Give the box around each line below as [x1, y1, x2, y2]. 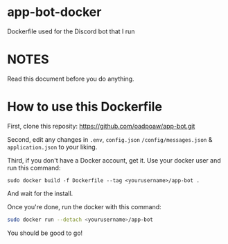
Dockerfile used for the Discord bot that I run [7, 27, 135, 35]
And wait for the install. [7, 189, 73, 197]
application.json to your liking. [7, 143, 98, 151]
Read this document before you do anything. [7, 74, 134, 83]
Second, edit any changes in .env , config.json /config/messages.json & [7, 135, 213, 143]
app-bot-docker [7, 4, 102, 20]
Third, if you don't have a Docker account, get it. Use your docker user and [7, 156, 222, 164]
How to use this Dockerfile [7, 99, 163, 115]
